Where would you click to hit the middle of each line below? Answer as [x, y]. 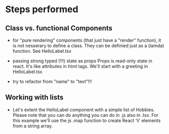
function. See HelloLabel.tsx [42, 51]
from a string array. [33, 126]
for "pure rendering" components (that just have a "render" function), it [87, 40]
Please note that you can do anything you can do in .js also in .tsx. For [85, 115]
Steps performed [42, 9]
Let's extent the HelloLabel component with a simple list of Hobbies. [84, 110]
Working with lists [34, 97]
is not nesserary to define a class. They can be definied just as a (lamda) [88, 46]
